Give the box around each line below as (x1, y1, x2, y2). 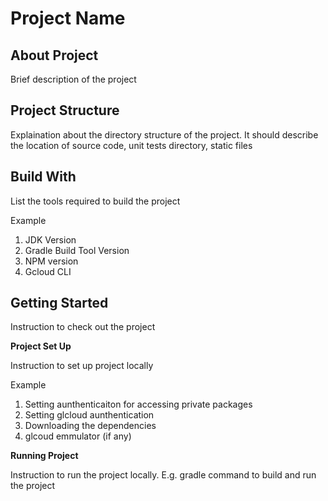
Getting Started (10, 295, 109, 312)
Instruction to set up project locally (10, 360, 154, 372)
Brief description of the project (10, 73, 137, 85)
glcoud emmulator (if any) (24, 430, 132, 442)
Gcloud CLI (24, 265, 72, 277)
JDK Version (24, 233, 77, 246)
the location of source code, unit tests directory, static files (10, 139, 253, 151)
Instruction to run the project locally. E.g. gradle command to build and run (10, 469, 317, 481)
